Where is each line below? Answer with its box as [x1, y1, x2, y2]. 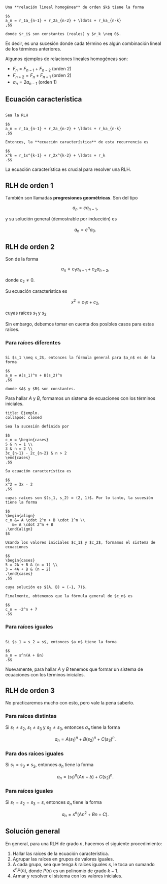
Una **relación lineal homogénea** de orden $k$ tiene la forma [5, 5, 144, 10]
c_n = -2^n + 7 [5, 607, 38, 612]
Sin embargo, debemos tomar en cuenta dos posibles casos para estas [5, 321, 154, 327]
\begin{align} [5, 513, 36, 518]
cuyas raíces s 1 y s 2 [5, 310, 47, 317]
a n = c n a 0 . [74, 225, 96, 234]
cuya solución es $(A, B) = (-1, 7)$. [5, 585, 87, 590]
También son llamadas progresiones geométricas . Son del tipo [5, 195, 138, 201]
